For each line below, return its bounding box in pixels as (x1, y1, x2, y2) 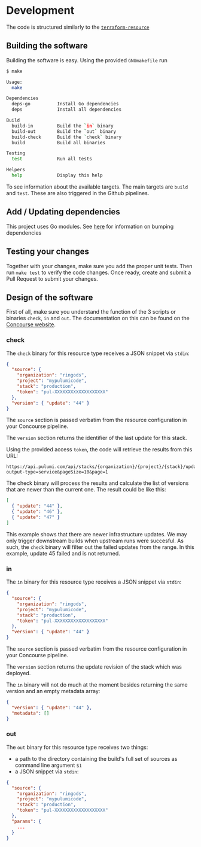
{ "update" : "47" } (11, 514, 60, 521)
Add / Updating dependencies (6, 207, 121, 217)
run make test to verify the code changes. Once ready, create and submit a (6, 269, 191, 276)
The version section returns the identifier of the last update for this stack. (6, 435, 187, 442)
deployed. (6, 670, 31, 677)
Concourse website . (6, 321, 56, 328)
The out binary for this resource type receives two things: (6, 743, 148, 751)
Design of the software (6, 292, 93, 302)
